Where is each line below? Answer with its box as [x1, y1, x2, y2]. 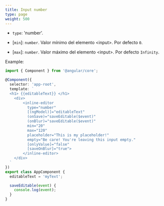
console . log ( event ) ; [14, 188, 56, 193]
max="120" [27, 128, 48, 133]
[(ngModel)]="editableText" [27, 109, 85, 114]
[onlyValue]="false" [27, 142, 70, 147]
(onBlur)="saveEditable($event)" [27, 119, 96, 124]
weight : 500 [5, 16, 30, 21]
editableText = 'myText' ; [9, 174, 63, 179]
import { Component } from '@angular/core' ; [5, 68, 98, 73]
